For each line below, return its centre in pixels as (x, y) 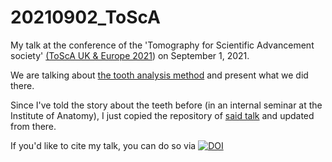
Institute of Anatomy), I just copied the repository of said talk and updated (162, 115)
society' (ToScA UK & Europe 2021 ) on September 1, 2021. (130, 55)
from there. (33, 126)
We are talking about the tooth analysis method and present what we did (159, 75)
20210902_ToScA (85, 17)
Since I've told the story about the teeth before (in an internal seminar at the (166, 105)
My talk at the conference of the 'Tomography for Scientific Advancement (162, 45)
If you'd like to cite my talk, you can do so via (103, 145)
